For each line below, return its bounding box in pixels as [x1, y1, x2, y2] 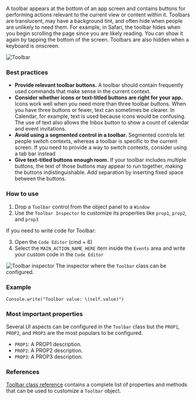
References [6, 368, 40, 376]
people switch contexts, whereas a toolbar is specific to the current [14, 138, 177, 145]
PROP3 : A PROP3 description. [14, 353, 83, 360]
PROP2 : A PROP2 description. [14, 347, 83, 354]
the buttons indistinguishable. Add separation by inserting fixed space [14, 169, 184, 176]
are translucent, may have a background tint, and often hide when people [6, 18, 183, 24]
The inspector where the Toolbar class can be [55, 262, 167, 269]
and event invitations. [14, 126, 67, 133]
